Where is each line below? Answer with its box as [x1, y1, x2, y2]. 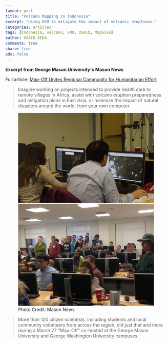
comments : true [5, 41, 38, 46]
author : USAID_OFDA [5, 35, 47, 41]
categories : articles [5, 25, 52, 30]
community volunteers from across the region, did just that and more [17, 322, 163, 328]
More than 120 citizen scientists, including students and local [17, 316, 147, 323]
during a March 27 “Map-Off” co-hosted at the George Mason [17, 328, 149, 334]
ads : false [5, 51, 29, 56]
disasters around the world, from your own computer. [17, 103, 131, 109]
